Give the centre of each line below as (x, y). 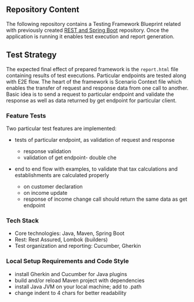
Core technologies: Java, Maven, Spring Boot (69, 233)
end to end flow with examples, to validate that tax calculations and (96, 169)
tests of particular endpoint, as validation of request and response (95, 140)
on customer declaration (53, 186)
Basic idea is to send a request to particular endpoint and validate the (90, 94)
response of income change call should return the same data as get (105, 199)
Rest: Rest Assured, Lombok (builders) (61, 240)
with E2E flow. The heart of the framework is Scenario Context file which (94, 81)
